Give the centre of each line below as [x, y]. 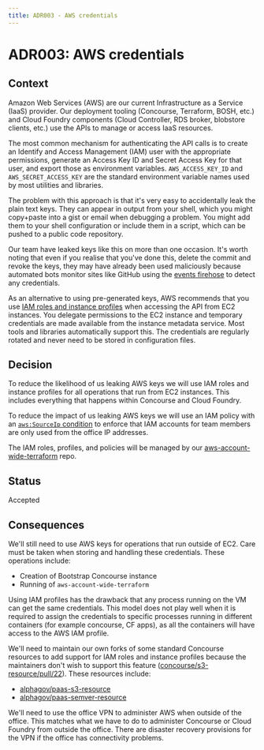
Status [25, 481]
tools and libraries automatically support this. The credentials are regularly [129, 332]
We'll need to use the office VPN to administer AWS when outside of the [125, 713]
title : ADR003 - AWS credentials [63, 15]
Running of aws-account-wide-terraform [84, 584]
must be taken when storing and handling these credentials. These [116, 553]
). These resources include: [106, 674]
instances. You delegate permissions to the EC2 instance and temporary [125, 315]
